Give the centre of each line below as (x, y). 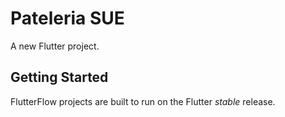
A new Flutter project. (55, 46)
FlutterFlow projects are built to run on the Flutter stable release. (143, 101)
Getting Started (59, 77)
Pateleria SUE (67, 18)
